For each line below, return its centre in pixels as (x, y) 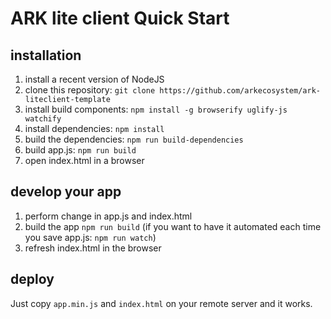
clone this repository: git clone (90, 90)
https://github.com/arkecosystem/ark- (240, 91)
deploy (32, 279)
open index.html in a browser (84, 160)
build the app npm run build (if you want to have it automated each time (173, 226)
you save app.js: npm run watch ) (90, 237)
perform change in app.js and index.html (108, 216)
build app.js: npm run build (80, 150)
